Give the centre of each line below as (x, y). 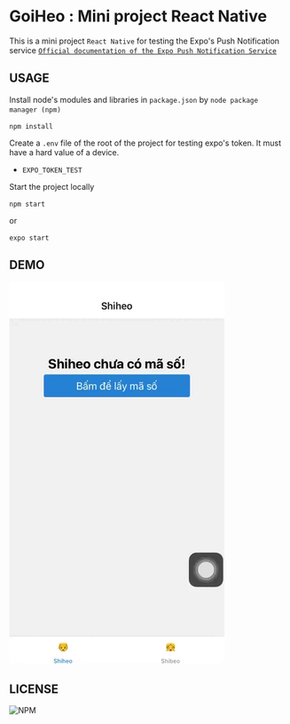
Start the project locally (52, 186)
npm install (31, 126)
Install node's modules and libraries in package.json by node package (134, 99)
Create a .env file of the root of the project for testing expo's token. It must (145, 143)
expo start (29, 238)
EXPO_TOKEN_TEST (52, 170)
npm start (27, 204)
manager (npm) (35, 110)
